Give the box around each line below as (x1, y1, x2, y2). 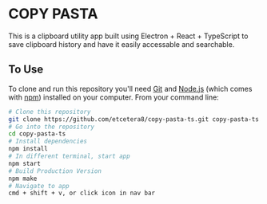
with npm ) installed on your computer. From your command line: (8, 92, 220, 102)
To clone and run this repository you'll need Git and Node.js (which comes (8, 84, 253, 93)
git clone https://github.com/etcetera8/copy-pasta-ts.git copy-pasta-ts (8, 115, 260, 124)
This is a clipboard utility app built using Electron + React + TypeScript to (8, 31, 249, 41)
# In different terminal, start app (8, 152, 130, 160)
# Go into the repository (8, 123, 94, 131)
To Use (8, 63, 44, 76)
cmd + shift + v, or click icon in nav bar (8, 189, 156, 198)
